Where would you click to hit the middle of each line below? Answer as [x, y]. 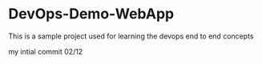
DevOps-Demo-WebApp [91, 14]
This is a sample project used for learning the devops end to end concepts [131, 36]
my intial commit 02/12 [46, 51]
